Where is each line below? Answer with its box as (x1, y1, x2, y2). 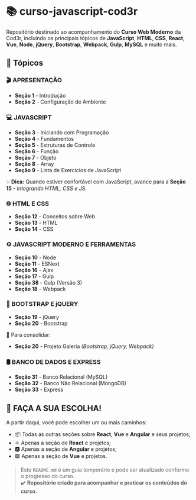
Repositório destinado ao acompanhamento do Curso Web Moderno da (6, 28, 181, 36)
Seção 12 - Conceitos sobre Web (14, 213, 96, 220)
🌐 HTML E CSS (6, 199, 49, 208)
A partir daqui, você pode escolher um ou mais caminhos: (6, 418, 147, 426)
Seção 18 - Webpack (14, 285, 66, 292)
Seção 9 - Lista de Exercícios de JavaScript (14, 166, 122, 173)
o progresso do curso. (20, 472, 75, 479)
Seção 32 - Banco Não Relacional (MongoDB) (14, 380, 127, 387)
